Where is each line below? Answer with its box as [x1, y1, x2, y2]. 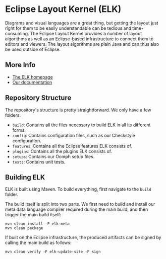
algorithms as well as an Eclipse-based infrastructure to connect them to [5, 36, 154, 42]
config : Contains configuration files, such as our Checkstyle [12, 132, 135, 138]
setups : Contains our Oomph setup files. [12, 153, 95, 160]
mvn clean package [5, 226, 43, 231]
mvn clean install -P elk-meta [5, 221, 70, 227]
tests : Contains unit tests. [12, 159, 66, 165]
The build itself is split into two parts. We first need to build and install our [5, 201, 155, 207]
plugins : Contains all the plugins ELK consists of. [12, 148, 112, 154]
